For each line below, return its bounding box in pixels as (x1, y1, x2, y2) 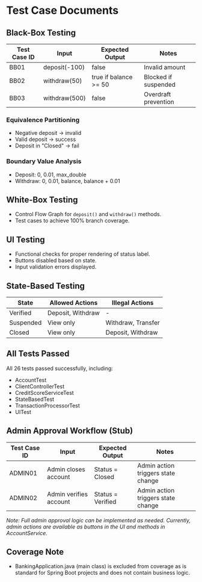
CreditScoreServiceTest (14, 389, 74, 396)
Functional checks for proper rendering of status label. (14, 250, 150, 258)
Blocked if (144, 73, 173, 81)
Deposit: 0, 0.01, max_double (14, 171, 87, 178)
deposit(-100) (43, 63, 85, 71)
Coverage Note (6, 547, 64, 557)
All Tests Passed (6, 348, 70, 359)
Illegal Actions (111, 299, 154, 307)
